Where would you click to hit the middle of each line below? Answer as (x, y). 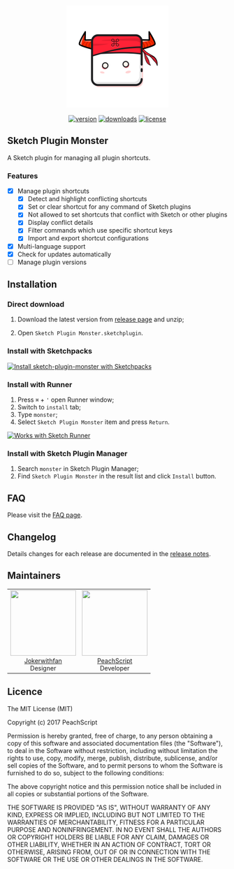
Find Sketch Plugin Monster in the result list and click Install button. (117, 476)
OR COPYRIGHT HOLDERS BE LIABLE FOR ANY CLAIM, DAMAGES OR (108, 837)
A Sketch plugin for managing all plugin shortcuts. (79, 158)
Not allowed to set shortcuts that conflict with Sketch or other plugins (127, 214)
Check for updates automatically (64, 254)
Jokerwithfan (43, 660)
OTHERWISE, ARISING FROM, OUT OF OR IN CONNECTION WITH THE (109, 852)
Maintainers (34, 576)
